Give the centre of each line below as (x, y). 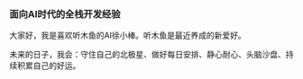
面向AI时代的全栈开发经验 (65, 13)
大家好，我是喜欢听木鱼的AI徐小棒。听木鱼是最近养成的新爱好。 (128, 35)
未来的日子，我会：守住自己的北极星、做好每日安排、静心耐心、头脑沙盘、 (147, 55)
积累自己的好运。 (49, 66)
